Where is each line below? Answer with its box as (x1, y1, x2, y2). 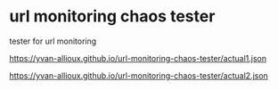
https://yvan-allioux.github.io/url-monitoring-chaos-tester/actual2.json (9, 70, 269, 81)
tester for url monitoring (9, 36, 97, 46)
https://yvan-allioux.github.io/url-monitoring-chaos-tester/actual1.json (9, 53, 267, 63)
